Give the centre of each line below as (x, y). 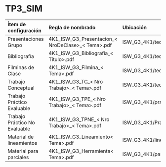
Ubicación (135, 27)
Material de (21, 137)
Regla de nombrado (72, 27)
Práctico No (21, 122)
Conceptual (21, 88)
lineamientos (22, 143)
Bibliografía (21, 56)
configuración (25, 30)
